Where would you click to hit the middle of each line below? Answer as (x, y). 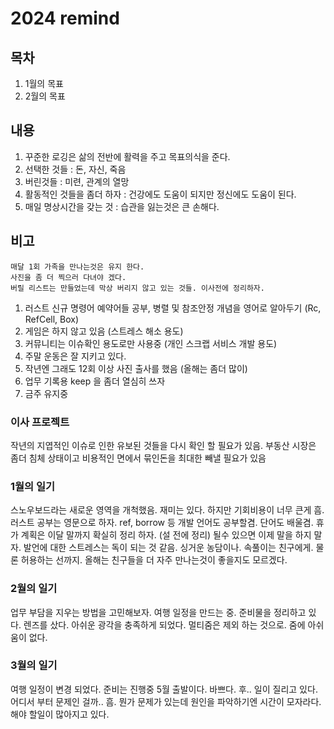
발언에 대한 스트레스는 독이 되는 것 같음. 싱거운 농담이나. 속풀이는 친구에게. (168, 548)
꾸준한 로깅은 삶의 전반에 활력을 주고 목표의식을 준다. (127, 156)
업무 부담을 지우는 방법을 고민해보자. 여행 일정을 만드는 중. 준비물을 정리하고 (158, 612)
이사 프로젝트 (40, 422)
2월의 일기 (34, 589)
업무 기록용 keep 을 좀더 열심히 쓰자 (95, 381)
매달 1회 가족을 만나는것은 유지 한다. (77, 267)
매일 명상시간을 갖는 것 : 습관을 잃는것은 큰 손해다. (122, 206)
